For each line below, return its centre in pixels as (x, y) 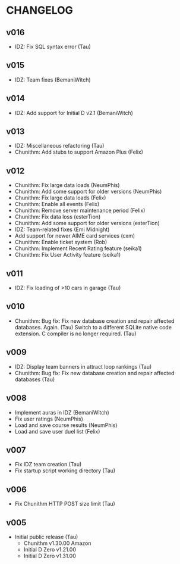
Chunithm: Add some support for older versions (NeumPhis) (88, 192)
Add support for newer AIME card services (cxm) (75, 236)
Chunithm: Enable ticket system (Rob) (61, 242)
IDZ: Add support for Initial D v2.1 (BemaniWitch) (74, 113)
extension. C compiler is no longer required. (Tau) (75, 334)
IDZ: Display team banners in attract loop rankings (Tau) (83, 366)
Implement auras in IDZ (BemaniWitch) (62, 412)
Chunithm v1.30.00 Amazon (57, 543)
